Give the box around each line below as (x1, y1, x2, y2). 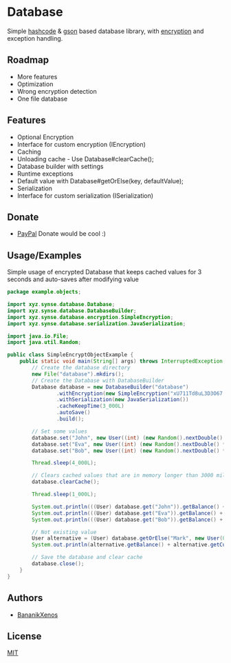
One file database (16, 94, 68, 103)
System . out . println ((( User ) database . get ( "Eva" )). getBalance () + (32, 509, 223, 517)
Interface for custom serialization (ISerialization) (16, 191, 153, 200)
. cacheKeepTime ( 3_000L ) (56, 402, 125, 410)
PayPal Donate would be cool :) (16, 229, 107, 238)
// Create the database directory (32, 365, 131, 371)
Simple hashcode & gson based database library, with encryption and (7, 27, 204, 35)
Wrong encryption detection (16, 87, 98, 95)
